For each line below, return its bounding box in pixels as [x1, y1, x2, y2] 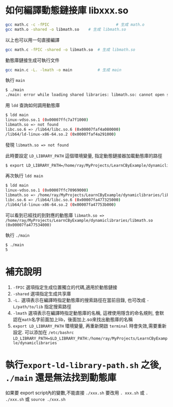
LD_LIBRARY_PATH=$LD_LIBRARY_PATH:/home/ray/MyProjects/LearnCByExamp [12, 335, 168, 341]
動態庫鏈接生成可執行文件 [5, 57, 60, 63]
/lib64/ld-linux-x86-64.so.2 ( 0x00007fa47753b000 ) [5, 202, 116, 207]
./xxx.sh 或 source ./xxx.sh [5, 396, 66, 402]
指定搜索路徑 [44, 303, 72, 309]
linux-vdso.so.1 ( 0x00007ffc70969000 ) [5, 188, 89, 193]
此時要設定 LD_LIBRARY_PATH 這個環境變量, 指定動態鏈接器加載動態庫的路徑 [5, 152, 163, 158]
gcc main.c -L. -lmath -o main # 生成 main [5, 67, 122, 73]
